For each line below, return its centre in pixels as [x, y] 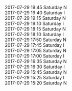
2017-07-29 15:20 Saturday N [36, 83]
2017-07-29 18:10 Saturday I [34, 34]
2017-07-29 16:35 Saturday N [36, 61]
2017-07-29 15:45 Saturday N [36, 72]
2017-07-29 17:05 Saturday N [36, 51]
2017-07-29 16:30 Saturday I [35, 67]
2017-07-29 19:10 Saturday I [34, 23]
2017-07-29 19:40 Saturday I [35, 13]
